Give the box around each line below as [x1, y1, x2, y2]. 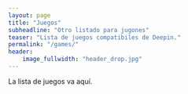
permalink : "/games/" [8, 41, 79, 49]
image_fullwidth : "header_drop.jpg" [22, 56, 143, 63]
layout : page [8, 11, 51, 20]
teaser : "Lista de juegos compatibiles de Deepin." [8, 33, 181, 42]
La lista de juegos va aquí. [8, 76, 93, 86]
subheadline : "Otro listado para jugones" [8, 26, 149, 34]
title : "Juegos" [8, 19, 61, 27]
